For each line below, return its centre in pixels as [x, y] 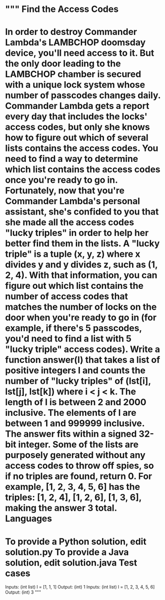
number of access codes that [67, 297]
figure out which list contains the [74, 286]
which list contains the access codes [83, 170]
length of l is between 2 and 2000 [76, 402]
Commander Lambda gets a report [77, 106]
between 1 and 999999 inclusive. [75, 423]
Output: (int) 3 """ [23, 592]
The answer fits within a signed [71, 434]
